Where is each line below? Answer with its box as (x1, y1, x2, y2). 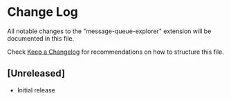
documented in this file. (7, 34, 75, 42)
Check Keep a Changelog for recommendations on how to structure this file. (7, 48, 225, 56)
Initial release (17, 86, 55, 94)
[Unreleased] (7, 68, 66, 79)
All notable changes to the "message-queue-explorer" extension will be (7, 27, 212, 35)
